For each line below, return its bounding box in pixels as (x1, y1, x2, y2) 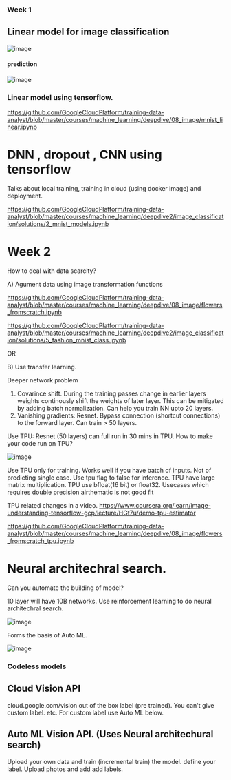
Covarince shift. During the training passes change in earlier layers (16, 389, 206, 398)
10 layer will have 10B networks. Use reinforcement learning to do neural (7, 597, 212, 606)
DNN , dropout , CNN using (7, 147, 163, 163)
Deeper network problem (7, 376, 78, 384)
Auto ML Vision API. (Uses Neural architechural (7, 728, 214, 740)
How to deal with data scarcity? (7, 267, 96, 275)
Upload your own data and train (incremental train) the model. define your (7, 757, 217, 766)
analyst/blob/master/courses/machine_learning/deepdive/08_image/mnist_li (7, 116, 223, 124)
